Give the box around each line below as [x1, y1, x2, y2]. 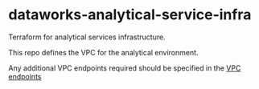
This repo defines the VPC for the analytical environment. [8, 47, 199, 57]
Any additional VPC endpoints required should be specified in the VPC [8, 63, 241, 73]
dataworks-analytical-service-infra [8, 6, 252, 24]
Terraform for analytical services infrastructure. [8, 32, 166, 42]
